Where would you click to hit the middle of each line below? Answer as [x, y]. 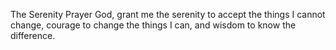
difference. [33, 35]
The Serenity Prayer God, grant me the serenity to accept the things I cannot [168, 14]
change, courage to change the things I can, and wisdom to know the [153, 25]
